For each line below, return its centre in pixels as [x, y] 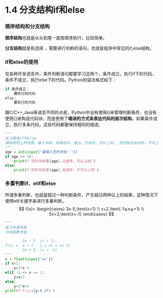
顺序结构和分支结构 [27, 26]
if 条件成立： [17, 89]
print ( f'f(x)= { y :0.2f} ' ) [30, 291]
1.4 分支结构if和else [45, 10]
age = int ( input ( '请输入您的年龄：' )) [41, 152]
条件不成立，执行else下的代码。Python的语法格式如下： [61, 80]
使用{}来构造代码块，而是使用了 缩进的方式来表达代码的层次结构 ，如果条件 [79, 119]
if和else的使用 [22, 62]
